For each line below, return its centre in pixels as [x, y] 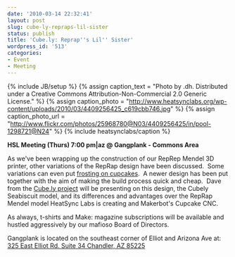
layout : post [26, 20]
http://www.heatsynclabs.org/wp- [178, 101]
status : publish [31, 33]
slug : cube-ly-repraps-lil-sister [58, 27]
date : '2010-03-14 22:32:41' [50, 14]
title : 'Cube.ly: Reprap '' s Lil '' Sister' [70, 40]
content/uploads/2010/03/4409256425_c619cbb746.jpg [89, 108]
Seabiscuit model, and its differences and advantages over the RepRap [110, 196]
